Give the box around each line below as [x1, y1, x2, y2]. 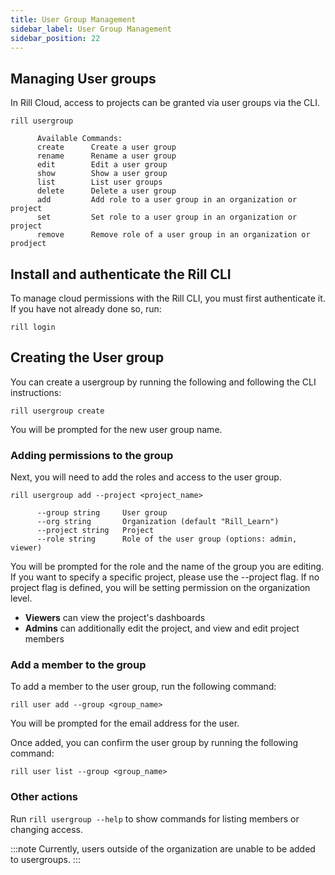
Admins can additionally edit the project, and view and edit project [24, 622, 300, 635]
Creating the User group [10, 349, 165, 366]
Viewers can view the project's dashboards [24, 612, 206, 624]
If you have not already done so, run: [10, 303, 162, 315]
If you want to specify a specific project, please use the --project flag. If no [10, 571, 320, 583]
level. [10, 592, 33, 605]
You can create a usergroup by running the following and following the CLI [10, 376, 317, 388]
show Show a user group [36, 169, 168, 179]
